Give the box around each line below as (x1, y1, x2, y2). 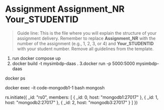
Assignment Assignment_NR (5, 3, 125, 15)
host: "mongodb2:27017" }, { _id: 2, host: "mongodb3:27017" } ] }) (5, 99, 138, 105)
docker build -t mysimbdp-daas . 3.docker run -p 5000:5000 (12, 60, 135, 66)
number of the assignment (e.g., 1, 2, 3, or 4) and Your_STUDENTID (17, 40, 154, 46)
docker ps (5, 75, 25, 81)
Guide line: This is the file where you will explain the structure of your (17, 30, 157, 36)
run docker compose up (12, 55, 61, 61)
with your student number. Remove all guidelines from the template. (17, 46, 154, 52)
